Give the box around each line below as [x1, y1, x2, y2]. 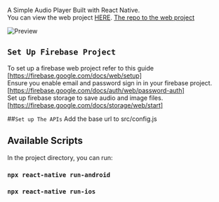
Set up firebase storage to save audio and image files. [7, 94, 164, 102]
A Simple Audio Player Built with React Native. [7, 6, 140, 14]
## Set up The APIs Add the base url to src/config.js [7, 115, 157, 123]
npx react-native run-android [7, 171, 111, 179]
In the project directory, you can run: [7, 153, 113, 161]
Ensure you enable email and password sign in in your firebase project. [7, 78, 213, 87]
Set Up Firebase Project [7, 47, 117, 57]
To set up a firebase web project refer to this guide [7, 64, 154, 72]
